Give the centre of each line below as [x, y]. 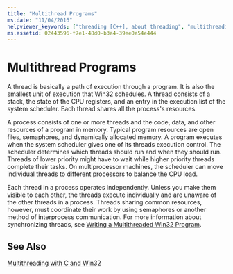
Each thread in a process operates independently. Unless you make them [112, 188]
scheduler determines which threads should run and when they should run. [114, 152]
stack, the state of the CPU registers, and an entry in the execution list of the [116, 102]
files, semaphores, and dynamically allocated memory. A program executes [115, 137]
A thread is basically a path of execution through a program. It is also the [111, 87]
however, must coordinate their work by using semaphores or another [107, 210]
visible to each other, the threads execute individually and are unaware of [112, 195]
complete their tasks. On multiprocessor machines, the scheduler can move [115, 167]
